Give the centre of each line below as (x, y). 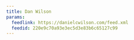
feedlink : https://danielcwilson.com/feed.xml (70, 22)
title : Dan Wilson (29, 11)
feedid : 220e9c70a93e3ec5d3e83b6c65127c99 (65, 28)
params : (16, 17)
